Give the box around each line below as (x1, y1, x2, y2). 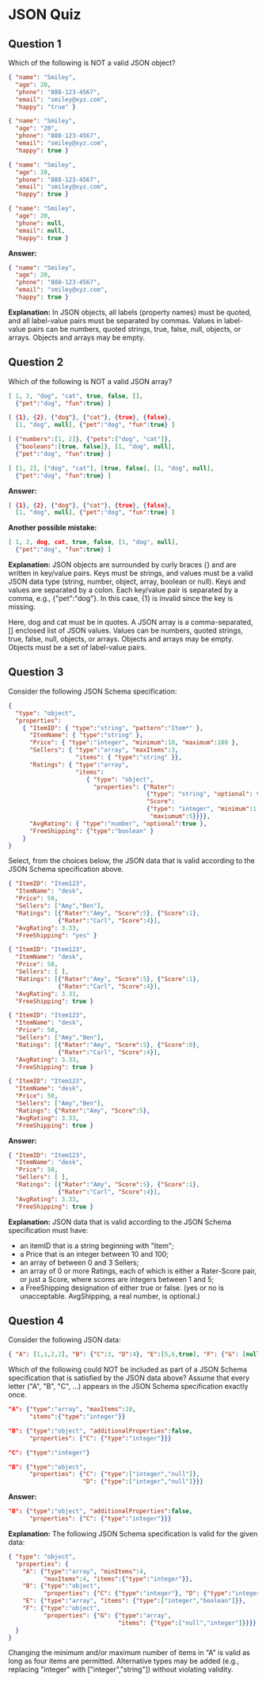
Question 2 (8, 356, 64, 369)
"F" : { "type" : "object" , (22, 1604, 101, 1612)
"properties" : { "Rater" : (93, 782, 176, 791)
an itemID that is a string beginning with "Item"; (19, 1241, 174, 1250)
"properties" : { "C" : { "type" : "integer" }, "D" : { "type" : (43, 1589, 232, 1597)
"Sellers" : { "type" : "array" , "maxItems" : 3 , (28, 746, 179, 754)
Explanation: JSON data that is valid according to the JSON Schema (8, 1217, 232, 1227)
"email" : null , (15, 226, 66, 234)
